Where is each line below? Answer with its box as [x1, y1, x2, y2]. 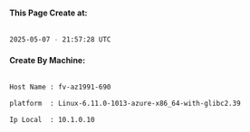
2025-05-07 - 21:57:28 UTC [9, 35, 111, 44]
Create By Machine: [9, 54, 86, 65]
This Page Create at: [9, 7, 88, 18]
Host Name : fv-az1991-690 [9, 82, 111, 92]
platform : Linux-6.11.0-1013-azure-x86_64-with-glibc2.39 [9, 99, 242, 108]
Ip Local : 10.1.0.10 [9, 116, 95, 125]
